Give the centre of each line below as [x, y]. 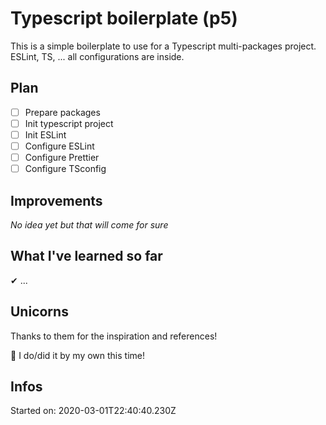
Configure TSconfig [65, 169]
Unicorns [39, 312]
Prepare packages [62, 112]
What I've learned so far [86, 256]
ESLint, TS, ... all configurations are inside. [97, 56]
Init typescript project [69, 123]
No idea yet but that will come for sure [89, 224]
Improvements [56, 200]
